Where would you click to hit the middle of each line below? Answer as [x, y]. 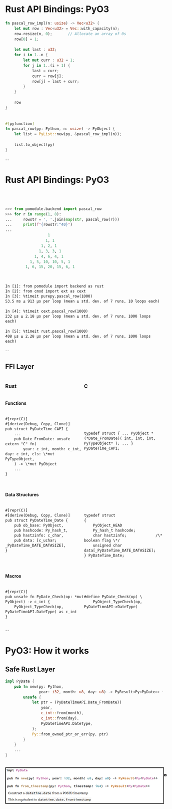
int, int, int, [140, 438]
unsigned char [107, 545]
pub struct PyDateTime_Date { [37, 520]
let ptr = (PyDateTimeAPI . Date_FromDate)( [77, 702]
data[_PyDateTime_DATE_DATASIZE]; [120, 550]
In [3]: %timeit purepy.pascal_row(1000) [49, 297]
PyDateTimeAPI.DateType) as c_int [41, 612]
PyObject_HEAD [107, 525]
